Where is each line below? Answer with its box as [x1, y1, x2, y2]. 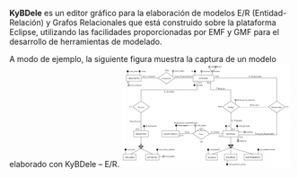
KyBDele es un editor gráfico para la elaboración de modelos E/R [9, 8, 250, 18]
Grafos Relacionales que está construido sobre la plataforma [52, 17, 276, 28]
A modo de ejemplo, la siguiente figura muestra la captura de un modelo [9, 54, 276, 64]
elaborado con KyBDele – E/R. [9, 159, 120, 169]
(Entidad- [251, 8, 287, 18]
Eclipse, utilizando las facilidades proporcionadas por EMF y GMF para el [9, 27, 280, 37]
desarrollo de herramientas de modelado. [9, 36, 162, 47]
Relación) [9, 17, 45, 28]
